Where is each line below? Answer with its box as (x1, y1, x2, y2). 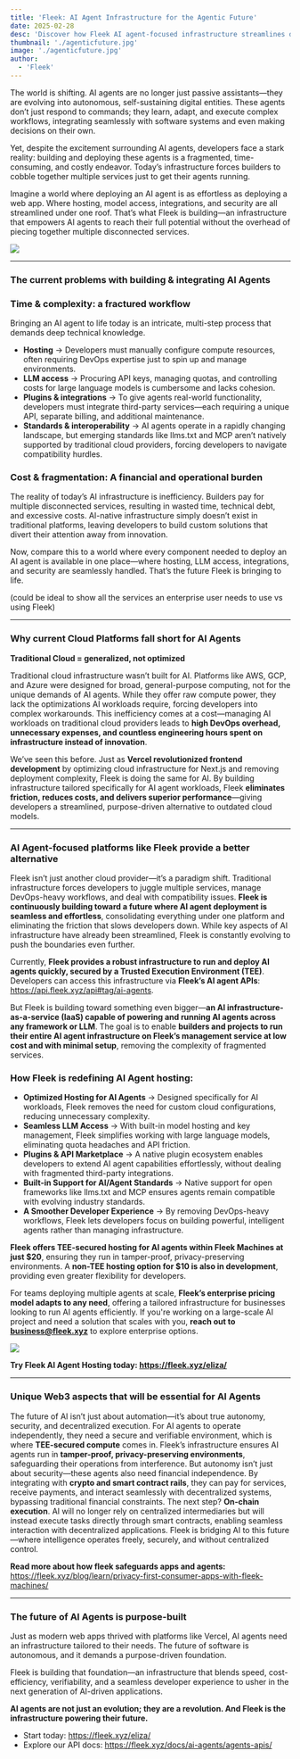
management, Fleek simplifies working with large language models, (22, 1130, 271, 1141)
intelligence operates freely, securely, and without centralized (43, 1534, 270, 1545)
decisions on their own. (10, 125, 96, 136)
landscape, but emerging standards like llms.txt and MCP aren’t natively (22, 430, 288, 441)
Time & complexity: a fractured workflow (10, 297, 191, 310)
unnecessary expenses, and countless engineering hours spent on (10, 726, 264, 737)
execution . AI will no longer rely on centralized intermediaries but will (10, 1506, 265, 1516)
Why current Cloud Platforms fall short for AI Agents (10, 633, 241, 645)
